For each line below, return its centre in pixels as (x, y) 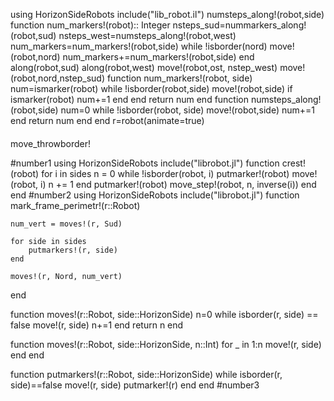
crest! (293, 163)
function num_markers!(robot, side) (179, 78)
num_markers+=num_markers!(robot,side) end (158, 57)
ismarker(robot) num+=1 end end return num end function (130, 99)
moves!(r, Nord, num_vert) (66, 276)
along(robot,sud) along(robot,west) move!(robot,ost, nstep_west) (144, 67)
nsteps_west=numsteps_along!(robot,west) (147, 35)
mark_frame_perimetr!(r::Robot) (75, 205)
